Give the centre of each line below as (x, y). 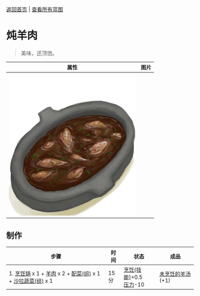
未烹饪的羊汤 (175, 274)
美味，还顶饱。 (39, 53)
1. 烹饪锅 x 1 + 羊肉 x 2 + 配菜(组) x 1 (54, 273)
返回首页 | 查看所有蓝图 (35, 9)
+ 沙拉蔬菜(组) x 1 (31, 281)
